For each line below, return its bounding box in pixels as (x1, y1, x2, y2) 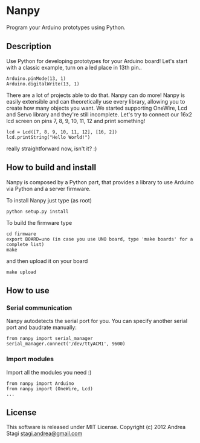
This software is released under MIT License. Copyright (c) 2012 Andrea (6, 424, 186, 431)
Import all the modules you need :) (6, 368, 92, 376)
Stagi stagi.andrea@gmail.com (6, 430, 83, 437)
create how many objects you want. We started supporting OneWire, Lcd (6, 104, 187, 112)
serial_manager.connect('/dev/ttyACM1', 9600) (6, 341, 126, 347)
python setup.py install (6, 208, 69, 215)
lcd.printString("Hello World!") (6, 134, 91, 140)
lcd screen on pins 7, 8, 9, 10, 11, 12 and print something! (6, 117, 146, 124)
